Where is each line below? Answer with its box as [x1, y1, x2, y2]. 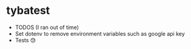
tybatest [6, 4, 50, 18]
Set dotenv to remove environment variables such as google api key [15, 30, 185, 37]
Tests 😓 [15, 36, 36, 44]
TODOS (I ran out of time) [15, 24, 79, 31]
